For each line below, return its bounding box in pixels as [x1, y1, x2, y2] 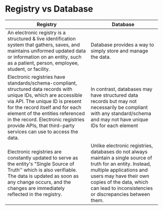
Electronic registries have [7, 73, 65, 80]
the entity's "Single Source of [7, 160, 75, 167]
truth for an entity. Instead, [90, 160, 151, 167]
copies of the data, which [90, 178, 148, 185]
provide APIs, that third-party [7, 122, 75, 129]
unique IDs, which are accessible [7, 91, 82, 98]
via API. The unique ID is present [7, 98, 81, 105]
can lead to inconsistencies [90, 185, 153, 192]
